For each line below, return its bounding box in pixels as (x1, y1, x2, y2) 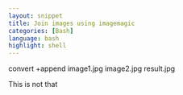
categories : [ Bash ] (8, 27, 74, 35)
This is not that (8, 80, 58, 89)
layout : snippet (8, 11, 63, 20)
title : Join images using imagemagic (8, 19, 135, 27)
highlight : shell (8, 42, 67, 50)
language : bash (8, 34, 60, 43)
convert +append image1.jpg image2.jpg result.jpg (8, 64, 176, 73)
